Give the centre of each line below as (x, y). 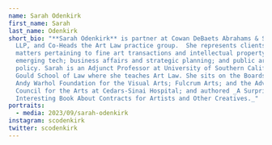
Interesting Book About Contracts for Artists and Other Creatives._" (137, 98)
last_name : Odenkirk (43, 31)
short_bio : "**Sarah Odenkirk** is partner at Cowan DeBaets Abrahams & (134, 38)
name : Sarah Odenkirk (45, 16)
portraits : (27, 106)
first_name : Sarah (39, 23)
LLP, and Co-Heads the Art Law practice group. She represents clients (141, 46)
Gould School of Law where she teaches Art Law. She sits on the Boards (141, 76)
